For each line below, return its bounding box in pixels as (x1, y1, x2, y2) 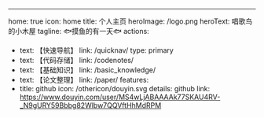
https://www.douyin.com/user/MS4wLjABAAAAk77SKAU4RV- (19, 92, 221, 101)
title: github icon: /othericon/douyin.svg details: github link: (19, 84, 211, 93)
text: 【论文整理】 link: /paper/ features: (19, 76, 149, 84)
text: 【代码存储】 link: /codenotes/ (19, 56, 134, 65)
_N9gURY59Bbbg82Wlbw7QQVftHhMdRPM (19, 101, 162, 110)
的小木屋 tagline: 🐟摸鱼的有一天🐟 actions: (8, 27, 149, 35)
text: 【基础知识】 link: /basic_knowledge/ (19, 65, 156, 75)
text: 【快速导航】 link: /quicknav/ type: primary (19, 46, 174, 55)
